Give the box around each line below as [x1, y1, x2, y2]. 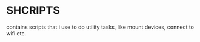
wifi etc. [6, 29, 26, 37]
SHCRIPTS [6, 4, 61, 17]
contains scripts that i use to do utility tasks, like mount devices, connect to [6, 23, 195, 31]
